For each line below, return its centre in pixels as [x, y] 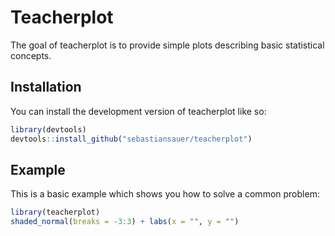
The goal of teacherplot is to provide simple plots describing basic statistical [167, 45]
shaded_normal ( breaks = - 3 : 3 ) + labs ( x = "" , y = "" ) [125, 222]
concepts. [31, 55]
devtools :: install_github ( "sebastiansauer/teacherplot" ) [131, 139]
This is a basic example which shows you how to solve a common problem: [165, 194]
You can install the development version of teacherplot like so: [138, 111]
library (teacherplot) [55, 212]
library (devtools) [48, 129]
